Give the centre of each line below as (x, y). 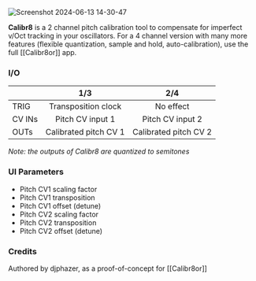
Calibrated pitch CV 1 (85, 132)
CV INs (25, 120)
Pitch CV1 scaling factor (58, 189)
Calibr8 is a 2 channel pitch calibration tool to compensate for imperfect (125, 27)
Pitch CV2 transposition (58, 222)
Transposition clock (85, 106)
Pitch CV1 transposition (58, 198)
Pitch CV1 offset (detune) (60, 205)
